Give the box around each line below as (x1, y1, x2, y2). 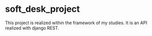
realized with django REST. (5, 25, 59, 31)
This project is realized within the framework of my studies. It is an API (5, 20, 148, 26)
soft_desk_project (5, 3, 80, 15)
